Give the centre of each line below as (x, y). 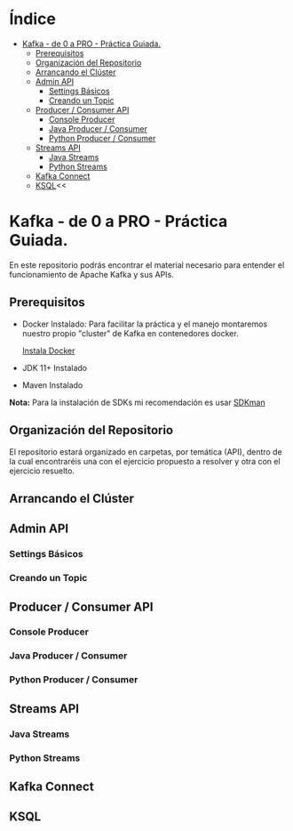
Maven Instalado (52, 385)
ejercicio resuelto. (42, 471)
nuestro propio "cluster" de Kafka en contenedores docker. (130, 333)
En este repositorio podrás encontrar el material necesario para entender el (147, 265)
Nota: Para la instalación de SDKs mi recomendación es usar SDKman (137, 402)
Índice (32, 19)
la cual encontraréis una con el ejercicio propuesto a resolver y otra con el (145, 461)
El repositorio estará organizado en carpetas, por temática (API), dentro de (146, 452)
